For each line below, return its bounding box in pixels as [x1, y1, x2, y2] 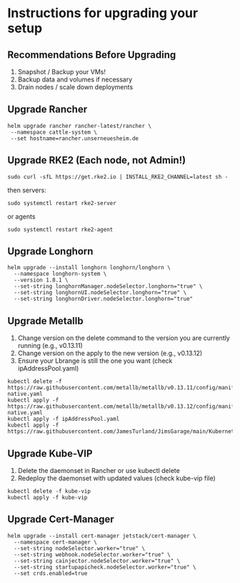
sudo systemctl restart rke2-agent [7, 226, 114, 233]
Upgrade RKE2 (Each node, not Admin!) [7, 154, 186, 166]
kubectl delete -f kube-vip [7, 488, 91, 495]
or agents [7, 212, 36, 221]
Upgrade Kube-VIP [7, 447, 93, 459]
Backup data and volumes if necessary [17, 75, 133, 84]
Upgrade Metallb [7, 314, 84, 327]
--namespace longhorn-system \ [14, 270, 107, 278]
